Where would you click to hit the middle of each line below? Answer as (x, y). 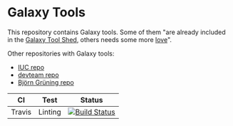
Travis (21, 112)
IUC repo (31, 67)
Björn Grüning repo (46, 82)
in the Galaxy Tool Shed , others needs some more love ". (90, 39)
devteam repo (38, 75)
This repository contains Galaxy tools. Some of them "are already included (116, 32)
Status (92, 100)
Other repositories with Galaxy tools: (61, 53)
